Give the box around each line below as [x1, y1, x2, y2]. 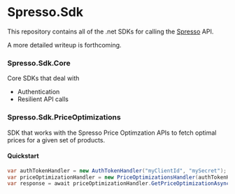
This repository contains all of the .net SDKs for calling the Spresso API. [7, 27, 214, 36]
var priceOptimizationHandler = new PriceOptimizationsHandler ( [7, 174, 199, 181]
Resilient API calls [17, 95, 69, 103]
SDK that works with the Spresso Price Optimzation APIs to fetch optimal [7, 128, 217, 137]
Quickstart [7, 151, 40, 161]
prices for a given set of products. [7, 135, 106, 144]
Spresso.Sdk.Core [7, 58, 71, 68]
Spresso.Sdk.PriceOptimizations [7, 112, 121, 122]
